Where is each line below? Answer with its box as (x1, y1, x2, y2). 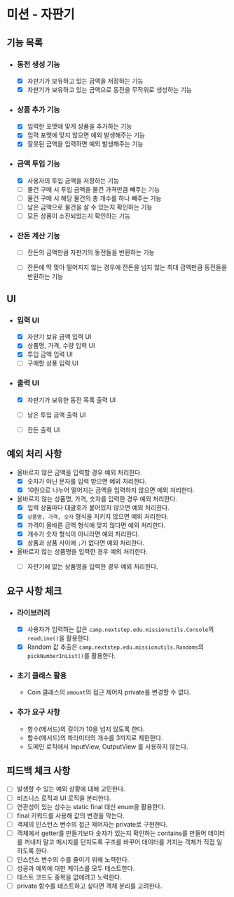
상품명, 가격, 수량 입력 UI (27, 342, 95, 350)
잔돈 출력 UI (27, 425, 60, 434)
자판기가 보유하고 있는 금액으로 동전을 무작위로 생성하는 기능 (27, 85, 192, 93)
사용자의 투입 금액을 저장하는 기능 (27, 176, 120, 185)
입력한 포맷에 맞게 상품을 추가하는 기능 (27, 122, 132, 131)
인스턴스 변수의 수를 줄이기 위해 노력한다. (16, 855, 130, 863)
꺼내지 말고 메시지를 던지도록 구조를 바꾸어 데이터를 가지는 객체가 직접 (24, 837, 215, 846)
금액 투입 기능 (16, 159, 60, 169)
